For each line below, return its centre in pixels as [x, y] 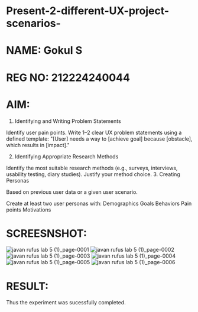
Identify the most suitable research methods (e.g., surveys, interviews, [92, 168]
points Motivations [29, 209]
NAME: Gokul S [44, 51]
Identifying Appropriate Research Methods [66, 156]
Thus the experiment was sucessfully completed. [66, 303]
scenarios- [33, 23]
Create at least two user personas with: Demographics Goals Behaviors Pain [99, 203]
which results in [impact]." [38, 145]
